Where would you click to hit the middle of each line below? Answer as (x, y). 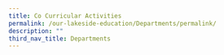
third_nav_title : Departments (60, 38)
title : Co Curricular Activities (65, 16)
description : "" (36, 31)
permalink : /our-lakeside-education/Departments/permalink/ (113, 23)
